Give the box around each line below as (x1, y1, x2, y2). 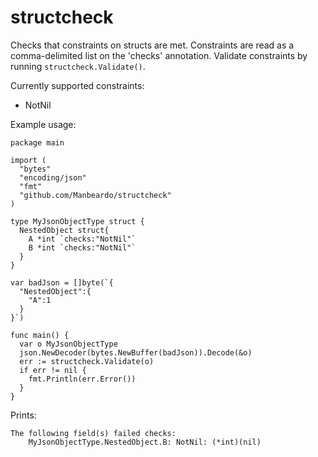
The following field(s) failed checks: (10, 428, 177, 438)
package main (10, 137, 65, 148)
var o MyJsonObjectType (19, 339, 118, 349)
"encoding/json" (19, 172, 87, 183)
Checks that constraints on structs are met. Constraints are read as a (10, 39, 295, 51)
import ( (10, 155, 47, 165)
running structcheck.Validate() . (10, 60, 146, 72)
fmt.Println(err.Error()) (28, 374, 137, 384)
